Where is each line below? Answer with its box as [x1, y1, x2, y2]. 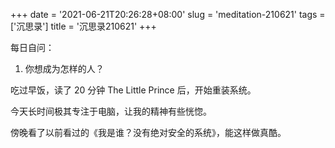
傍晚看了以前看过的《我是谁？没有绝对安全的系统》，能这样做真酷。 [10, 127, 287, 138]
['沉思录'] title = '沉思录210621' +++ [10, 20, 157, 32]
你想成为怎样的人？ [24, 63, 105, 74]
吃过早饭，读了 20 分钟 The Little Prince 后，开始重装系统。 [10, 84, 257, 96]
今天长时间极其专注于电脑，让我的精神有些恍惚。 [10, 105, 212, 117]
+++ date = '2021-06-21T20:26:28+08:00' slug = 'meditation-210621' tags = [10, 9, 326, 20]
